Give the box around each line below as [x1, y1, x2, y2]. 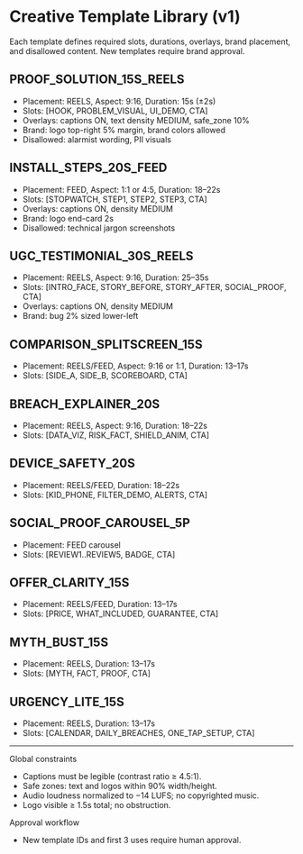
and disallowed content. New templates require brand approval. [9, 45, 245, 56]
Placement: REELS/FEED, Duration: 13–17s [22, 599, 178, 610]
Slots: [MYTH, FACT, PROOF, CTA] [22, 668, 151, 679]
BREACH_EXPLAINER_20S [9, 396, 161, 412]
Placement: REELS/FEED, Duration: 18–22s [22, 479, 180, 490]
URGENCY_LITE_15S [9, 694, 124, 709]
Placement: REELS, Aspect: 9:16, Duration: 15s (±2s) [22, 95, 216, 106]
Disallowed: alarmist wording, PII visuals [22, 133, 171, 145]
